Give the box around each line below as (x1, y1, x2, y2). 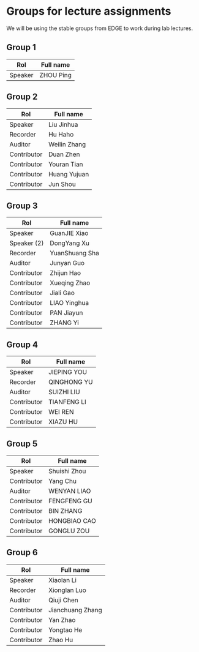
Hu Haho (48, 130, 74, 138)
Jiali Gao (50, 289, 75, 298)
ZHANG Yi (50, 318, 80, 327)
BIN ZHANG (48, 507, 83, 515)
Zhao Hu (48, 635, 73, 644)
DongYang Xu (50, 239, 90, 247)
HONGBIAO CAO (48, 517, 96, 525)
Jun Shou (48, 179, 77, 188)
